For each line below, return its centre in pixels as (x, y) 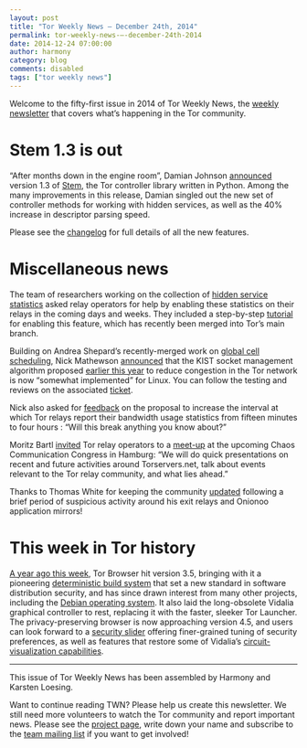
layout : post (34, 18)
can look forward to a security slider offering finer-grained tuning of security (153, 631)
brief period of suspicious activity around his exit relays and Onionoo (139, 501)
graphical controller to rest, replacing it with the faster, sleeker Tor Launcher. (153, 612)
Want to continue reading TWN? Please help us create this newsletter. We (148, 704)
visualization (33, 651)
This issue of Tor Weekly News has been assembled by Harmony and (140, 677)
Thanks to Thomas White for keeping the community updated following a (147, 491)
